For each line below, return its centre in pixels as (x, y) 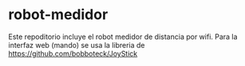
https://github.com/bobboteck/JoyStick (73, 53)
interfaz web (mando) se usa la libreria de (77, 45)
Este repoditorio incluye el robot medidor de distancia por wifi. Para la (123, 37)
